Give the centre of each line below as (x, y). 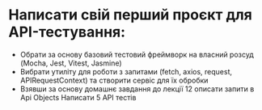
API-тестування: (67, 32)
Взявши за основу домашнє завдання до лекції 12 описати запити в (137, 89)
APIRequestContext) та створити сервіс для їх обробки (114, 80)
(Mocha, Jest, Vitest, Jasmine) (71, 63)
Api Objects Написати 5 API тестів (78, 97)
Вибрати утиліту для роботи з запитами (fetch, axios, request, (126, 71)
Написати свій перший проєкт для (130, 15)
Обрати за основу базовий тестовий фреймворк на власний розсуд (137, 54)
